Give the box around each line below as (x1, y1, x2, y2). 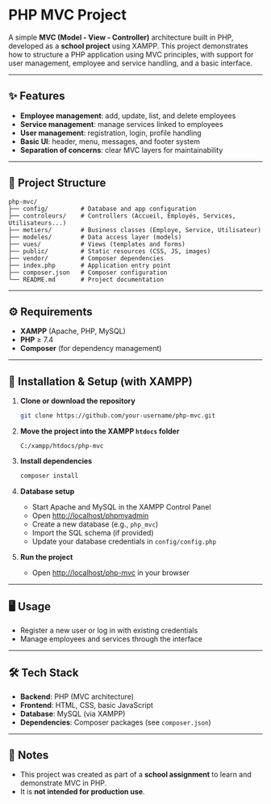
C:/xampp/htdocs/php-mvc (19, 442, 104, 451)
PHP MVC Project (8, 6, 127, 24)
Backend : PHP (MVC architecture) (19, 692, 135, 701)
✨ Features (8, 89, 65, 103)
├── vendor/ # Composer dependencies (8, 254, 164, 262)
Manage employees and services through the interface (19, 633, 203, 644)
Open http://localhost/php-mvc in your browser (31, 568, 190, 578)
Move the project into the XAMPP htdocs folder (19, 426, 180, 436)
